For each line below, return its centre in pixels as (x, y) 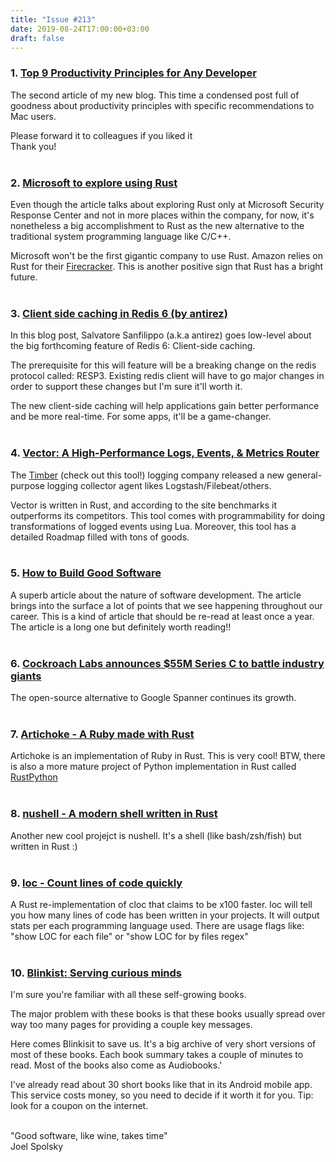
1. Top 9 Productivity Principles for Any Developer (133, 73)
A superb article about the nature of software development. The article (156, 595)
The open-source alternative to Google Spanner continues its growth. (153, 698)
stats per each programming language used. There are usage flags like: (157, 926)
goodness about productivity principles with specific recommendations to (162, 105)
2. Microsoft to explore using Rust (94, 183)
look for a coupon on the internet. (79, 1106)
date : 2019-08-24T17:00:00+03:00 (80, 29)
